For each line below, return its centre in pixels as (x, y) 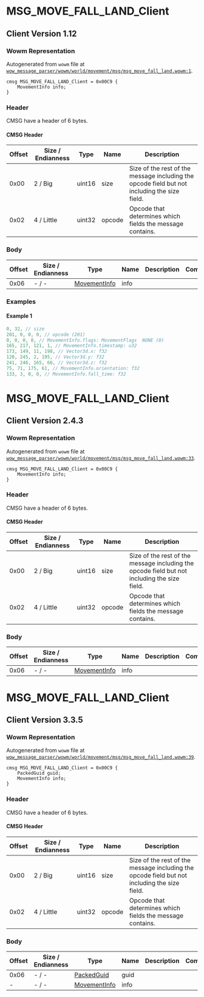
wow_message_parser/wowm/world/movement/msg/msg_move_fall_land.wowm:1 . (100, 70)
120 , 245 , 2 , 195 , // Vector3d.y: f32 (55, 357)
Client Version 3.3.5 (45, 720)
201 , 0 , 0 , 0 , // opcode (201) (46, 334)
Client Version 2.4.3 (45, 421)
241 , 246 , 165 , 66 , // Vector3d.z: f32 (57, 363)
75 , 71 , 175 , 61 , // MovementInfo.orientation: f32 (73, 368)
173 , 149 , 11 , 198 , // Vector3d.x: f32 (57, 351)
